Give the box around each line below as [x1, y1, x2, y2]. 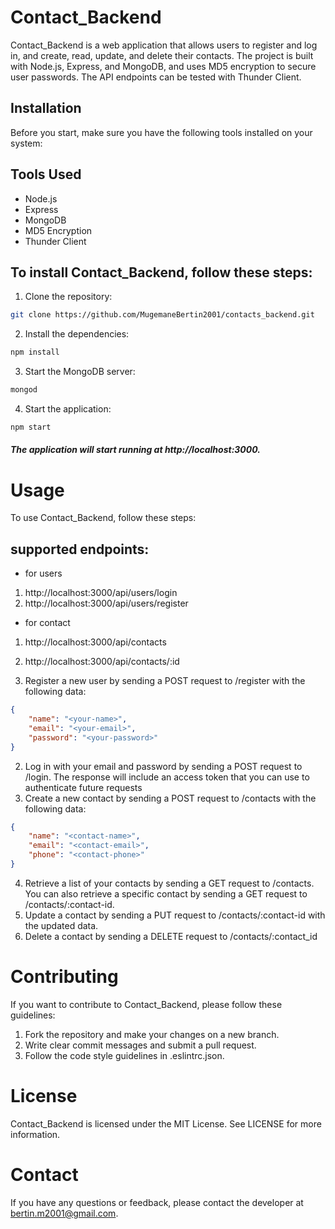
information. [10, 1128, 61, 1140]
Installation [10, 100, 82, 117]
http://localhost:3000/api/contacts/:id [24, 656, 180, 668]
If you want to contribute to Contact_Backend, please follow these [10, 998, 283, 1010]
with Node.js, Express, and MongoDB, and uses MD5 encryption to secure [10, 60, 317, 72]
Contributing [10, 966, 119, 988]
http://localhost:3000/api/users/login [24, 587, 178, 599]
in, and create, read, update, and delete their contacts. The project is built [10, 49, 314, 61]
